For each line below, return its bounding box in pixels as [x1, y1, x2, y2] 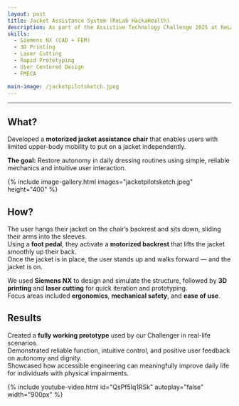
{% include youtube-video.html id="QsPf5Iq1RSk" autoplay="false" [7, 382, 204, 391]
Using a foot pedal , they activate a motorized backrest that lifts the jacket [7, 240, 225, 248]
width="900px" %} [7, 390, 63, 399]
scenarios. [7, 338, 38, 347]
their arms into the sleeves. [7, 232, 87, 241]
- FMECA [14, 70, 37, 77]
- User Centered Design [14, 63, 84, 71]
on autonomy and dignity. [7, 353, 83, 362]
